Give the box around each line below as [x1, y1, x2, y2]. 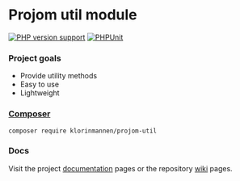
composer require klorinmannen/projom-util [8, 127, 158, 135]
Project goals [8, 53, 62, 64]
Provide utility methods [19, 71, 98, 81]
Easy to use [19, 79, 59, 90]
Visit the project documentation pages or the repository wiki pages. [8, 163, 233, 173]
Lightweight [19, 88, 60, 98]
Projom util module [8, 6, 137, 24]
